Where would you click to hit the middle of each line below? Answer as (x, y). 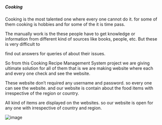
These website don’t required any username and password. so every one (79, 83)
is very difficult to (23, 44)
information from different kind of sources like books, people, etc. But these (81, 39)
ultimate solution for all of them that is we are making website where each (79, 68)
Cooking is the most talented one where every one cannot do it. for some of (81, 19)
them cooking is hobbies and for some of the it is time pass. (65, 24)
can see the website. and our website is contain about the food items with (79, 88)
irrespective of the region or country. (42, 93)
